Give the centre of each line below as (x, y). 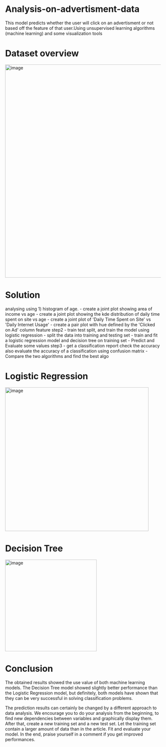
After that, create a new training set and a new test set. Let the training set (81, 723)
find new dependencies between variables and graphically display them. (79, 718)
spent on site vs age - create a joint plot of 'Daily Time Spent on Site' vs (78, 319)
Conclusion (29, 668)
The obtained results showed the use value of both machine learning (75, 682)
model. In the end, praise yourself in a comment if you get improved (74, 734)
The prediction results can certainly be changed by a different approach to (81, 708)
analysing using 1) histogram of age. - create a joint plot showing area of (79, 309)
